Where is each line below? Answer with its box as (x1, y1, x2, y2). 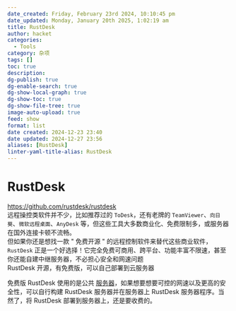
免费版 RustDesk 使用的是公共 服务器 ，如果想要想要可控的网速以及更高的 (7, 278, 220, 287)
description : (7, 69, 46, 76)
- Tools (13, 43, 37, 50)
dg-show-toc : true (7, 96, 61, 103)
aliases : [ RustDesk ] (7, 142, 69, 149)
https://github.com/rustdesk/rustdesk (7, 202, 117, 211)
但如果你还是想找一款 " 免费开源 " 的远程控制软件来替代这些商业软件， (7, 237, 212, 245)
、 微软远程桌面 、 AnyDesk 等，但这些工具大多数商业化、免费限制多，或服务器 (12, 219, 230, 228)
